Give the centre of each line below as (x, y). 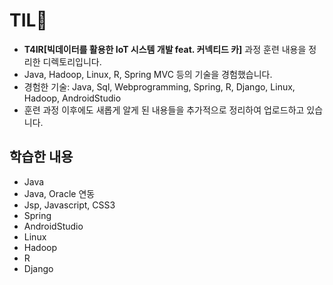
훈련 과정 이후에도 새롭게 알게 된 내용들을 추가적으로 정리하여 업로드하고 (164, 110)
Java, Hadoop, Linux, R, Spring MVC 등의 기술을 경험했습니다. (148, 74)
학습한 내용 (41, 157)
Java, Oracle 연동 (59, 193)
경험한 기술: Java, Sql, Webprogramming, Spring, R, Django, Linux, (159, 86)
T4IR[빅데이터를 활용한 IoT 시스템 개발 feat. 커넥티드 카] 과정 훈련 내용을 (165, 49)
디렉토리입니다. (72, 61)
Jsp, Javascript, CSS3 (69, 205)
